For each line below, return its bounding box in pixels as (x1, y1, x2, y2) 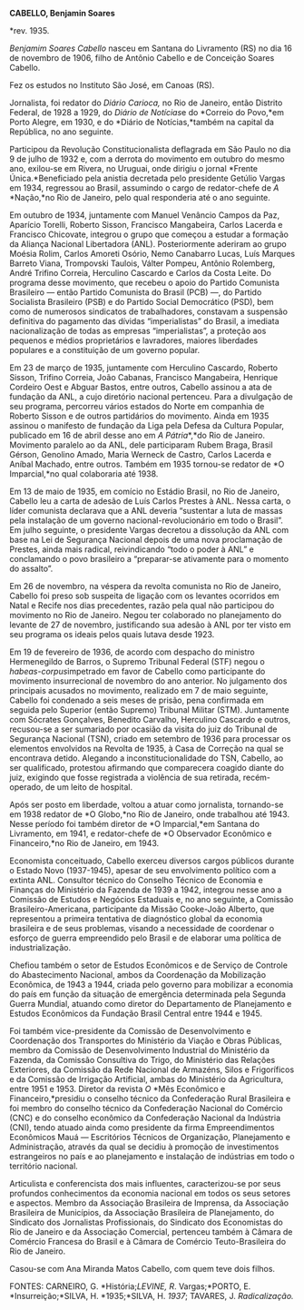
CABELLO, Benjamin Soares (9, 8, 115, 18)
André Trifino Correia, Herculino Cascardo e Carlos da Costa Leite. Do (9, 268, 272, 278)
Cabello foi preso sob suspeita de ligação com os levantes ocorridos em (9, 590, 279, 601)
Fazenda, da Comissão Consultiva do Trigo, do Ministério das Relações (9, 1055, 276, 1065)
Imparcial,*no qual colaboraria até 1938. (9, 468, 159, 479)
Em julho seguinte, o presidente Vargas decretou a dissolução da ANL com (9, 525, 289, 535)
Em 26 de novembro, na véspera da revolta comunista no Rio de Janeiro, (9, 581, 281, 591)
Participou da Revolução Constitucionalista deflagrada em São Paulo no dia (9, 144, 291, 154)
